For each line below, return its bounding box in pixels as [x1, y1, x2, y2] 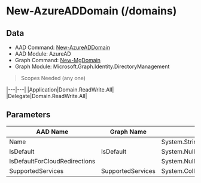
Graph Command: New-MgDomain [14, 57, 100, 63]
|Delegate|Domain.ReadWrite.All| [6, 93, 87, 99]
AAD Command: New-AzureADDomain [14, 44, 111, 51]
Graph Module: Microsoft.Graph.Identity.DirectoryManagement [14, 63, 170, 70]
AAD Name [36, 127, 69, 136]
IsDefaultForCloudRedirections [9, 157, 96, 165]
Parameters [6, 109, 51, 120]
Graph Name [109, 127, 147, 136]
